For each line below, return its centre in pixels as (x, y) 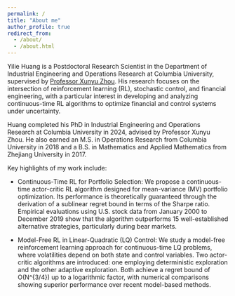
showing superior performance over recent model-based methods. (114, 284)
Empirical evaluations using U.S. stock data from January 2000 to (112, 211)
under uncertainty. (34, 111)
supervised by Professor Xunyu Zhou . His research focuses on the (103, 81)
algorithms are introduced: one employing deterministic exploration (131, 262)
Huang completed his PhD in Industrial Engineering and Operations (104, 125)
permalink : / (26, 14)
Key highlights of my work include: (57, 168)
